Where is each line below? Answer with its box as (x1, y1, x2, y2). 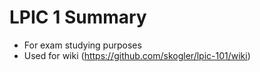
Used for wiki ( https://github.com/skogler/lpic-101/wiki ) (23, 49, 251, 61)
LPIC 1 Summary (9, 6, 147, 29)
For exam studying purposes (23, 39, 142, 51)
